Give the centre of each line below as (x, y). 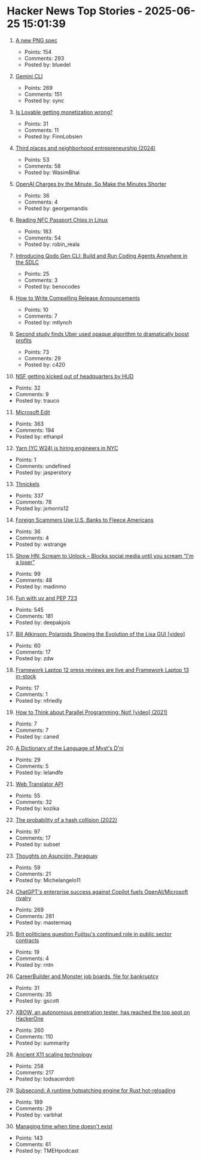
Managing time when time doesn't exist (64, 1126)
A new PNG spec (36, 40)
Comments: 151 (43, 94)
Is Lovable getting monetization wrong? (64, 112)
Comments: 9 (32, 394)
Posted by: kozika (37, 808)
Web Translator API (39, 784)
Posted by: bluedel (48, 65)
